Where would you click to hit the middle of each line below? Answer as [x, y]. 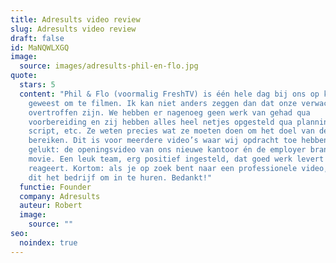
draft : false [37, 38]
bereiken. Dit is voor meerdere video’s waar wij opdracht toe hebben [178, 141]
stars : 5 [37, 85]
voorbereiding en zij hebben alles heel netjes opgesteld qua [160, 122]
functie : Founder [55, 187]
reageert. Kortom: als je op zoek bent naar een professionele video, [178, 168]
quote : [24, 76]
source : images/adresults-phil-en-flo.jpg [109, 66]
